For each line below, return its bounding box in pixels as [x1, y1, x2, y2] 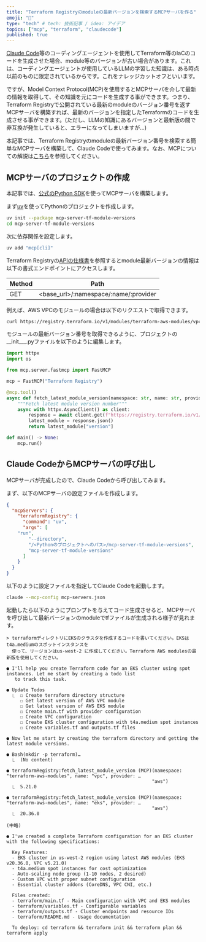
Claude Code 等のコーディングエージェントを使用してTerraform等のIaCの [6, 50, 191, 57]
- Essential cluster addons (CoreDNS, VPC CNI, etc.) [12, 881, 152, 888]
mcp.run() [17, 440, 43, 446]
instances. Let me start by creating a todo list [6, 670, 136, 677]
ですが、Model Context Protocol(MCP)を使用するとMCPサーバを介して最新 [6, 85, 196, 93]
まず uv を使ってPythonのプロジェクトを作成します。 [6, 202, 137, 210]
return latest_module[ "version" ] [28, 423, 114, 430]
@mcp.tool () [6, 389, 37, 395]
